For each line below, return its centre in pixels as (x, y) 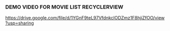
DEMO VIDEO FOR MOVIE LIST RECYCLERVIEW (64, 7)
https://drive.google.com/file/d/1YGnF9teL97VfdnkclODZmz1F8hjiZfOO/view (85, 18)
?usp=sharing (20, 23)
